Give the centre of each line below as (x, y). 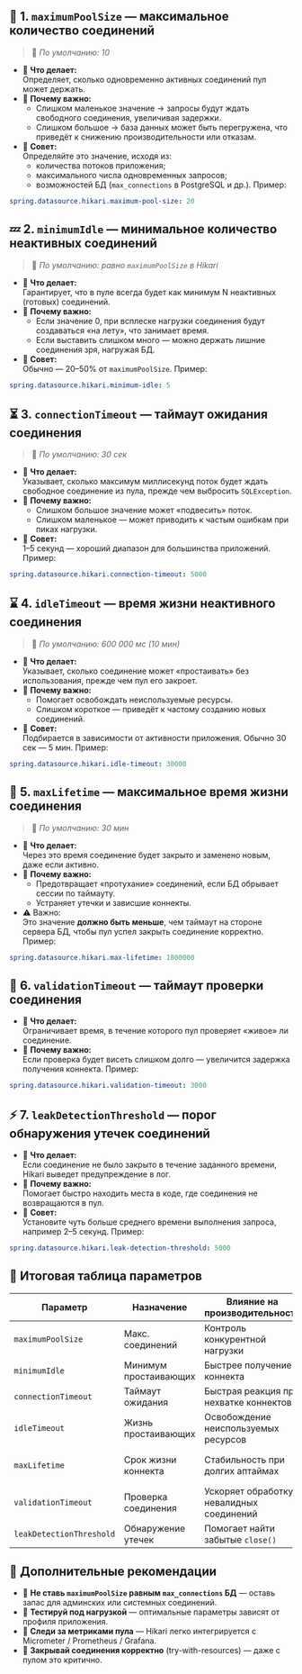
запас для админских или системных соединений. (120, 1603)
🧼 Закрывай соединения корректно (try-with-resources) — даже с (151, 1651)
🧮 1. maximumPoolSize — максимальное (119, 17)
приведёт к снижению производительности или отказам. (146, 137)
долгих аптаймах (242, 1470)
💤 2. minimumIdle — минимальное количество (143, 229)
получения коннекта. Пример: (80, 1069)
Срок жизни (151, 1460)
